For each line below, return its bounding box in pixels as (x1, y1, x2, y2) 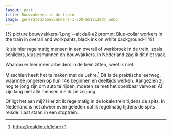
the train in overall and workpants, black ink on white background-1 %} (5, 36, 155, 42)
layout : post (5, 7, 33, 13)
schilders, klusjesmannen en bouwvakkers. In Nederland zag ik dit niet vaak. (5, 51, 167, 58)
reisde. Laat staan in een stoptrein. (5, 109, 78, 115)
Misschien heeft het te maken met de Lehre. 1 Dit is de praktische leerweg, (5, 71, 161, 78)
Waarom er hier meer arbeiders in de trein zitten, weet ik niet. (5, 62, 135, 68)
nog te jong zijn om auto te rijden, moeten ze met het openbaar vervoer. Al (5, 83, 162, 89)
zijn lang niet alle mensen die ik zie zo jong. (5, 89, 97, 95)
